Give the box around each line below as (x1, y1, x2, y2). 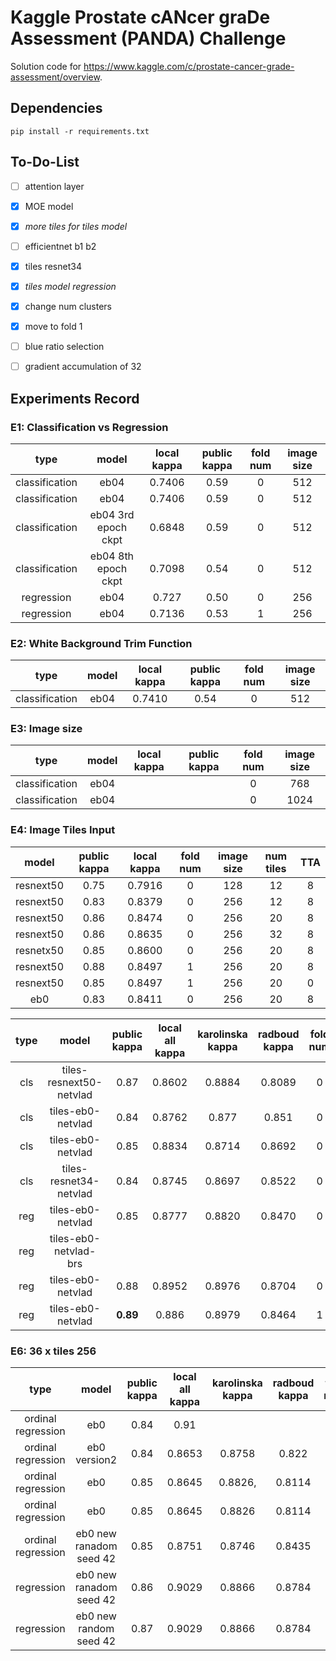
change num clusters (24, 300, 112, 312)
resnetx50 (15, 943, 65, 957)
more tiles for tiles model (24, 220, 128, 232)
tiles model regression (24, 280, 117, 292)
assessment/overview (10, 71, 100, 83)
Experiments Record (10, 390, 140, 407)
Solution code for (10, 60, 82, 72)
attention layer (24, 180, 85, 192)
